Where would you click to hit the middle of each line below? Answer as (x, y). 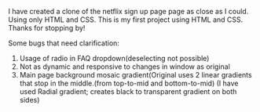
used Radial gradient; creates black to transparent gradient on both (128, 92)
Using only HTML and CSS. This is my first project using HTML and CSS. (126, 20)
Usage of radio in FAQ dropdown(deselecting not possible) (114, 58)
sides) (29, 100)
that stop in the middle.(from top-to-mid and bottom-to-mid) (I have (129, 83)
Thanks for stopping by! (47, 28)
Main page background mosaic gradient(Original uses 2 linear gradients (136, 75)
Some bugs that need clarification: (64, 43)
